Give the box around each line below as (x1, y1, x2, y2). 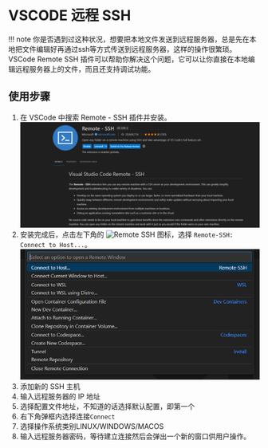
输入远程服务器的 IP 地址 (19, 391, 101, 402)
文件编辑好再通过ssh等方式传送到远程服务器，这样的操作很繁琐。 (22, 44, 237, 53)
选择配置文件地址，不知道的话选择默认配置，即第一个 (19, 402, 195, 411)
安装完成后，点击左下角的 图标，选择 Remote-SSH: (19, 230, 234, 239)
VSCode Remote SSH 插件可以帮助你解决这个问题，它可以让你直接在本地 (8, 54, 249, 64)
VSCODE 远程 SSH (8, 6, 132, 25)
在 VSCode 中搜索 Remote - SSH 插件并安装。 (19, 112, 171, 122)
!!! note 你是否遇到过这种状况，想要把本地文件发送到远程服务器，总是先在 (8, 34, 250, 44)
